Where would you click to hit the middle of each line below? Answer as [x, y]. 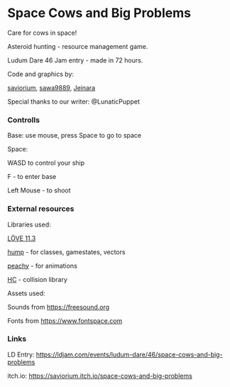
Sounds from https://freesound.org [59, 307]
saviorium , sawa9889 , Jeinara [51, 87]
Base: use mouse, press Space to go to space [75, 136]
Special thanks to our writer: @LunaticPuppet [73, 102]
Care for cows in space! [42, 33]
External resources [41, 209]
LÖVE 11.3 [22, 238]
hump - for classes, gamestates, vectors [66, 252]
